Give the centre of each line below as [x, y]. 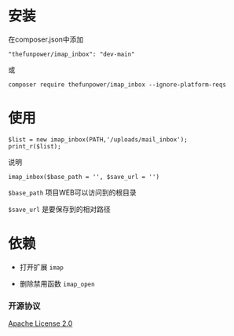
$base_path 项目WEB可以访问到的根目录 [72, 192]
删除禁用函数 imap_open [57, 283]
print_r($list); [35, 146]
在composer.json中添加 [46, 39]
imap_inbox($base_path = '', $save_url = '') [84, 177]
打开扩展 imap [42, 267]
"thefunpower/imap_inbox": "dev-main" [71, 54]
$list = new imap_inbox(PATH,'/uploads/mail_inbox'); [98, 139]
